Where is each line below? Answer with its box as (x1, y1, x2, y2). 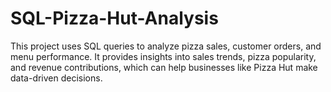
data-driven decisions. (10, 72, 103, 84)
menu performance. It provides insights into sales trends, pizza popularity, (10, 50, 317, 62)
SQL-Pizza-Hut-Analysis (10, 7, 219, 30)
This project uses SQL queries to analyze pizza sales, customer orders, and (10, 40, 322, 52)
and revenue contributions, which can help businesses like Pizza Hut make (10, 61, 318, 73)
